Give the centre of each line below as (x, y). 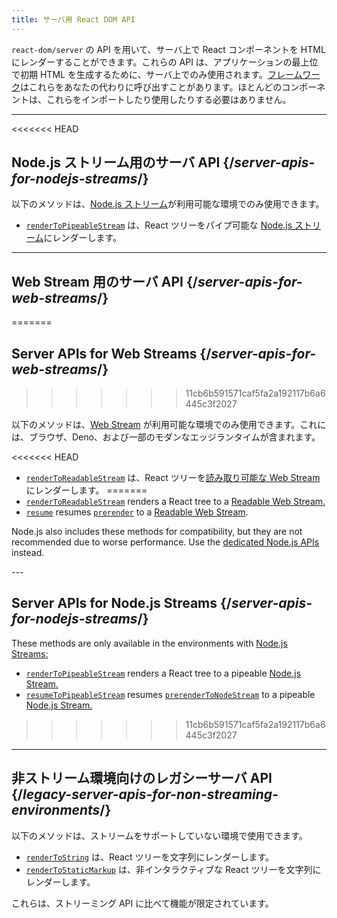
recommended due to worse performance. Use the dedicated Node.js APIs (165, 542)
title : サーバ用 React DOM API (73, 19)
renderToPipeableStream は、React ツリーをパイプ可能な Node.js (159, 225)
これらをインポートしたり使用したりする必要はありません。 (168, 99)
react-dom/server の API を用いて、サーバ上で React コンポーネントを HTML (168, 49)
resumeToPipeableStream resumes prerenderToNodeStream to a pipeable (170, 694)
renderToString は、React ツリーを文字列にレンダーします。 (150, 857)
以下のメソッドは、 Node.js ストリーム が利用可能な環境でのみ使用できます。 (168, 204)
